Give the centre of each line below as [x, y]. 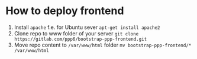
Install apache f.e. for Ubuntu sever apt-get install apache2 [87, 27]
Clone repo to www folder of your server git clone [76, 33]
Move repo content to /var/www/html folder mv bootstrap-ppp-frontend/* [103, 45]
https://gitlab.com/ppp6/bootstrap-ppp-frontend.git [80, 39]
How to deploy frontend [65, 11]
